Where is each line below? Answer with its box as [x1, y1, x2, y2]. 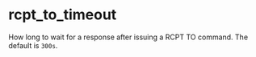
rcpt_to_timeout [8, 6, 117, 24]
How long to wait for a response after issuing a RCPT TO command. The [8, 32, 249, 42]
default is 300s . [8, 40, 58, 50]
